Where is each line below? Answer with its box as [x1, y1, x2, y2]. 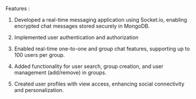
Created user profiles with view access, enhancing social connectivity [14, 80, 185, 87]
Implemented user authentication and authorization [14, 34, 139, 40]
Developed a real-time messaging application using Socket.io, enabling [14, 16, 187, 23]
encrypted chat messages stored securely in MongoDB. [14, 23, 150, 29]
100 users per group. [14, 52, 66, 58]
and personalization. [14, 87, 64, 93]
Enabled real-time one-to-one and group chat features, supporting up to [14, 45, 190, 52]
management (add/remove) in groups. [14, 69, 107, 76]
